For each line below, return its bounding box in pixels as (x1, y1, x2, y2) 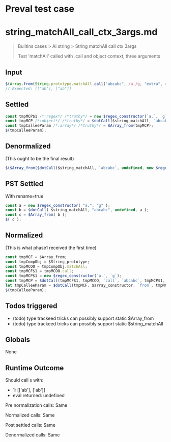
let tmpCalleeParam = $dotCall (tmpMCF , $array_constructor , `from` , (5, 283, 154, 288)
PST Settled (5, 179, 44, 188)
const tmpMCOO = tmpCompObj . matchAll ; (5, 264, 88, 269)
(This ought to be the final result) (5, 155, 74, 161)
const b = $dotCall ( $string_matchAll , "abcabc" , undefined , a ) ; (5, 207, 149, 213)
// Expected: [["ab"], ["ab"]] (5, 86, 72, 91)
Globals (5, 336, 31, 344)
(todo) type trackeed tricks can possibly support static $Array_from (12, 315, 154, 321)
